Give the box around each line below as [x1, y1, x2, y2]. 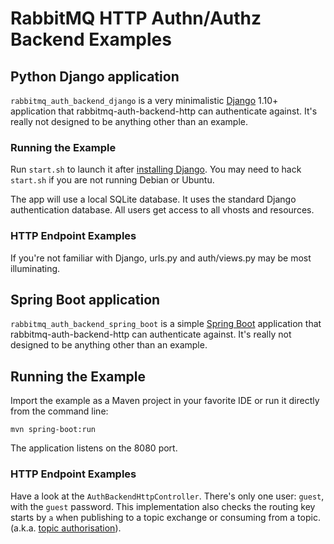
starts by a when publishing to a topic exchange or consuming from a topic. [10, 511, 321, 523]
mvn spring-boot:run [10, 425, 97, 435]
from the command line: [10, 405, 109, 417]
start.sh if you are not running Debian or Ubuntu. [10, 174, 215, 186]
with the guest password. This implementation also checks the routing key [10, 500, 316, 512]
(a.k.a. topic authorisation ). [10, 522, 122, 534]
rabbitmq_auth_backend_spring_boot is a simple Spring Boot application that [10, 318, 322, 330]
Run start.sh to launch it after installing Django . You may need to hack [10, 163, 302, 176]
